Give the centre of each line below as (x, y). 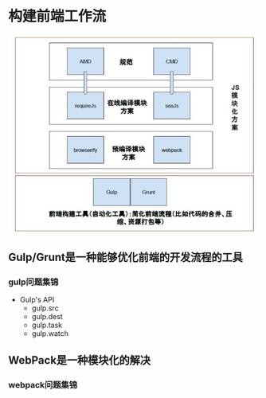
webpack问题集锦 (43, 385)
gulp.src (45, 308)
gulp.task (47, 325)
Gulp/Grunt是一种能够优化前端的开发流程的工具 (126, 257)
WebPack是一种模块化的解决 (80, 360)
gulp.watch (50, 333)
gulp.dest (47, 316)
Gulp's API (37, 299)
